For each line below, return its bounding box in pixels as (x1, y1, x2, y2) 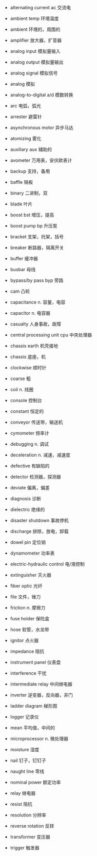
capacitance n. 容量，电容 (10, 299, 66, 305)
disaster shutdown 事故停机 (10, 518, 69, 523)
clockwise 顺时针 (10, 365, 47, 371)
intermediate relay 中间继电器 (10, 681, 73, 687)
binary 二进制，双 (10, 190, 48, 196)
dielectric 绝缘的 (10, 506, 45, 512)
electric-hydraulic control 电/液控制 (10, 561, 85, 567)
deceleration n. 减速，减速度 (10, 452, 71, 458)
